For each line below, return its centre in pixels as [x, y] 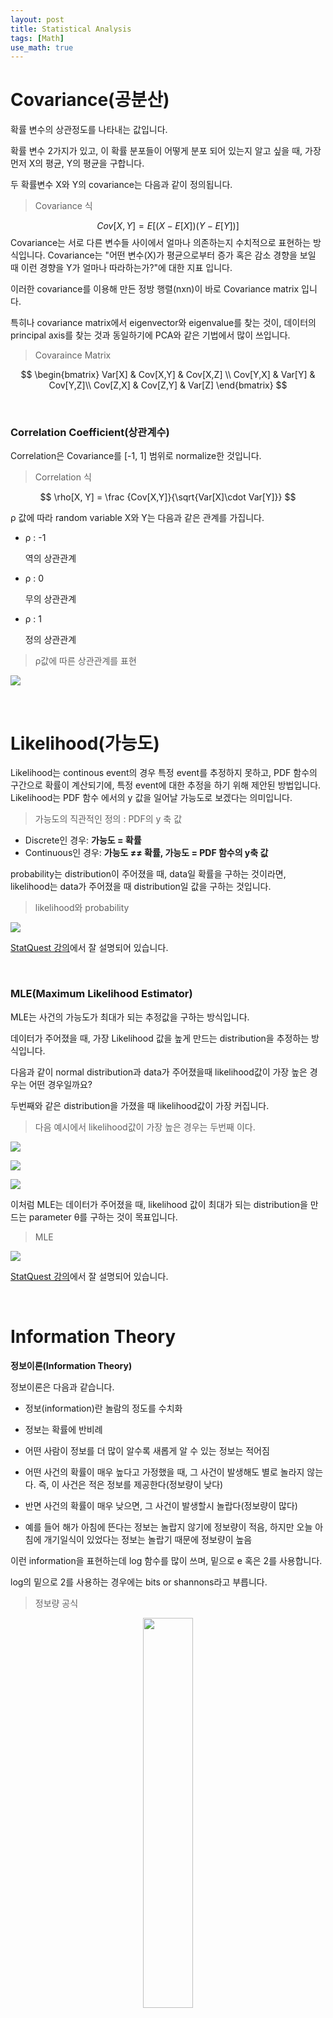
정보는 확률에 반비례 [63, 1429]
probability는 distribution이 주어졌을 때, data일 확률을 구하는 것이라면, [148, 874]
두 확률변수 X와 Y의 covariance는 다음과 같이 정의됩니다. [121, 185]
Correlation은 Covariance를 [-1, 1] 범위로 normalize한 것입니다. [136, 456]
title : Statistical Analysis [71, 29]
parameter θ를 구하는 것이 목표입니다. [103, 1217]
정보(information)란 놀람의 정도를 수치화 [103, 1408]
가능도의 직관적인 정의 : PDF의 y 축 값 [108, 819]
